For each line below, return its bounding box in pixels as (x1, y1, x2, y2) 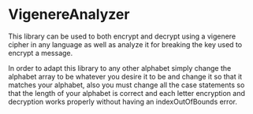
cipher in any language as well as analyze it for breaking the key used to (8, 39, 243, 49)
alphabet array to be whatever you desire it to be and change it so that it (8, 72, 243, 81)
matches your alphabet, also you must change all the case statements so (8, 80, 245, 90)
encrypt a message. (8, 48, 73, 57)
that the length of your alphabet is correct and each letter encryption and (8, 88, 246, 97)
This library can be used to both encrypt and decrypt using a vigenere (8, 31, 236, 41)
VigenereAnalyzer (8, 6, 130, 24)
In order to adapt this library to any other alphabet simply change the (8, 63, 232, 72)
